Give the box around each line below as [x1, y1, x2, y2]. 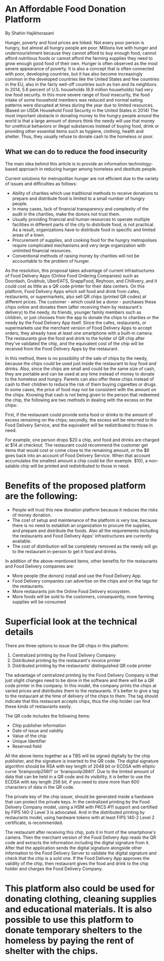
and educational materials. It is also [5, 904, 152, 915]
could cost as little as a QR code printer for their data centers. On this [5, 283, 145, 289]
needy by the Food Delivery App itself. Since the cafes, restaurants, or [5, 320, 147, 325]
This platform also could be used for [5, 882, 155, 894]
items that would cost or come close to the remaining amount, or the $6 [5, 447, 150, 453]
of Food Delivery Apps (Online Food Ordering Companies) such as [5, 272, 139, 278]
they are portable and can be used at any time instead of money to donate [5, 371, 155, 376]
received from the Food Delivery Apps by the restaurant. [5, 346, 119, 351]
